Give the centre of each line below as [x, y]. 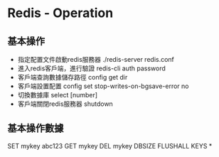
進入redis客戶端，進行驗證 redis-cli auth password [91, 68]
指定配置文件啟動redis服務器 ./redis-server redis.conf [96, 59]
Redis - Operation [60, 13]
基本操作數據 [36, 128]
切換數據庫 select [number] [58, 95]
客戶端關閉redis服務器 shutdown [65, 104]
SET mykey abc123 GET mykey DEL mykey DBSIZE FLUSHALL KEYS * [110, 146]
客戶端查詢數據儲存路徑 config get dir [73, 77]
